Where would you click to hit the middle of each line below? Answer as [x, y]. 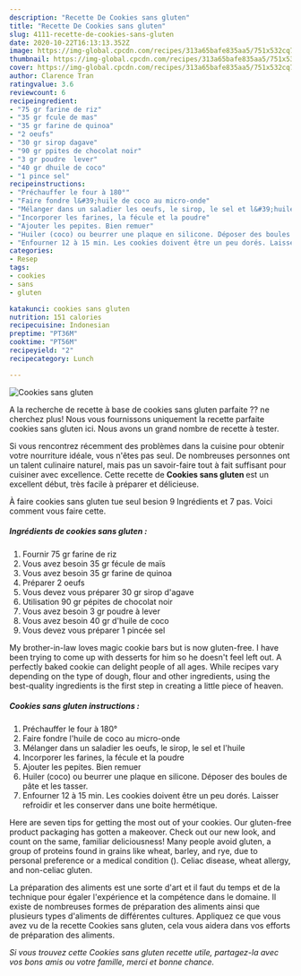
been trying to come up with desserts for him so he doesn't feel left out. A [146, 657]
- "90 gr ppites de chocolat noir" [76, 151]
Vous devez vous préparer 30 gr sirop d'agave [108, 592]
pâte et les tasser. [55, 786]
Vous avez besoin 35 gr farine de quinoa [97, 573]
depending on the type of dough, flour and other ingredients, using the [140, 676]
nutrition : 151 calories [56, 317]
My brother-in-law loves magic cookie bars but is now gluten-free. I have [144, 647]
